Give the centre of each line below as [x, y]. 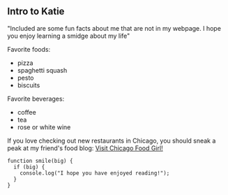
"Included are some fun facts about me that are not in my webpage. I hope [114, 28]
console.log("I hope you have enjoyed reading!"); [95, 173]
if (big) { [29, 167]
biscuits [29, 85]
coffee [26, 112]
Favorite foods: [29, 49]
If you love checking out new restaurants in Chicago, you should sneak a [112, 140]
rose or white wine [44, 127]
